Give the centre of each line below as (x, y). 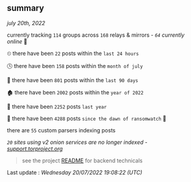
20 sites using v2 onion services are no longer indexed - (77, 142)
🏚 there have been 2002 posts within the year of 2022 (75, 92)
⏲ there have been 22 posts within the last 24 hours (73, 53)
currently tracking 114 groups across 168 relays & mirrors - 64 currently (96, 35)
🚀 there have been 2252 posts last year (57, 106)
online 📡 (17, 41)
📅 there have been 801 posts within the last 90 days (73, 80)
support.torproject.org (35, 148)
